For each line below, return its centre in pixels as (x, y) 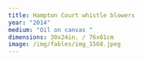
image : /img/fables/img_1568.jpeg (65, 44)
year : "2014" (29, 23)
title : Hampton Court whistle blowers (71, 15)
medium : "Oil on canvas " (50, 30)
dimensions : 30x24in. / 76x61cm (61, 37)
